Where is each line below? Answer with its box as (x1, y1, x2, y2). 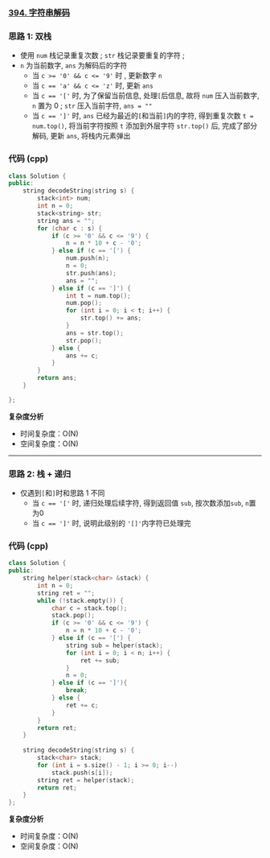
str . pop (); (65, 336, 103, 344)
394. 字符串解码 (8, 6, 71, 18)
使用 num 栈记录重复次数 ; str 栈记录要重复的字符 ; (19, 51, 185, 60)
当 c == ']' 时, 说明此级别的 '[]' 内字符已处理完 (31, 518, 191, 528)
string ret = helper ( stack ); (37, 776, 135, 784)
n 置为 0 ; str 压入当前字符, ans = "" (31, 101, 153, 110)
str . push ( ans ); (65, 269, 117, 277)
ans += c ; (65, 352, 99, 360)
